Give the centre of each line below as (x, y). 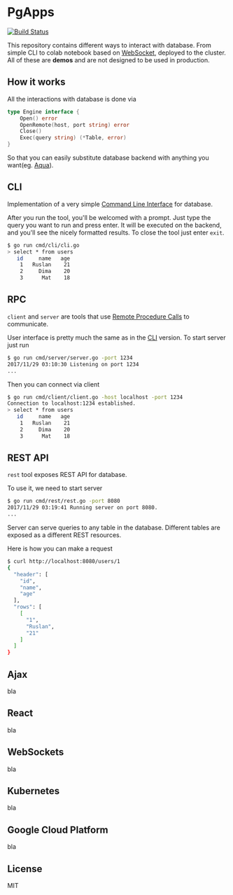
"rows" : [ (28, 607)
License (25, 869)
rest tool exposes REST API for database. (67, 475)
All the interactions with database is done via (72, 99)
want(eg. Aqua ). (30, 165)
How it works (36, 82)
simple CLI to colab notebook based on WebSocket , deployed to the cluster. (116, 53)
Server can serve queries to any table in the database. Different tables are (114, 528)
